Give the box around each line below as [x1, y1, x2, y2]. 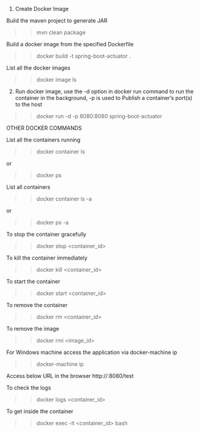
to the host [15, 101, 43, 108]
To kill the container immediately [6, 254, 88, 261]
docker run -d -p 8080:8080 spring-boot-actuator [36, 113, 162, 119]
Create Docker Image [15, 5, 69, 12]
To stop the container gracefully [6, 231, 87, 238]
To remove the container [6, 302, 68, 308]
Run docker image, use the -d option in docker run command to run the [15, 88, 194, 95]
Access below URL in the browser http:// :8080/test [6, 372, 134, 380]
